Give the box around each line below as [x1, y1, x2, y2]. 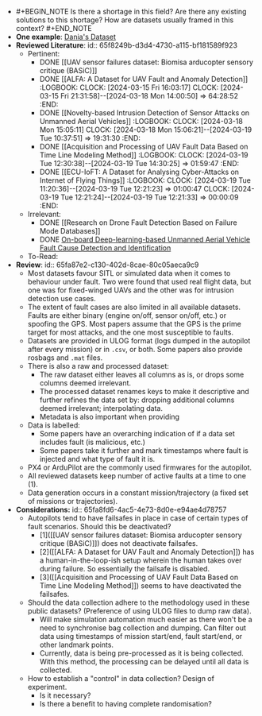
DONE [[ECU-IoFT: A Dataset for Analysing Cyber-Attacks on [39, 167, 240, 176]
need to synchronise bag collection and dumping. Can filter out [39, 623, 246, 633]
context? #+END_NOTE [15, 24, 93, 33]
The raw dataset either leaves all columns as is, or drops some [39, 370, 245, 379]
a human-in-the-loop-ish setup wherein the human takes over [39, 555, 242, 565]
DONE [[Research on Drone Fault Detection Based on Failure [39, 218, 237, 227]
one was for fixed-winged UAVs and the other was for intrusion [27, 285, 234, 295]
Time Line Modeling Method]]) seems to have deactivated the [39, 581, 242, 590]
